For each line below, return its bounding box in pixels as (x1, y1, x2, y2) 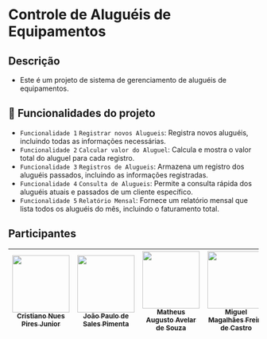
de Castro (219, 324, 253, 333)
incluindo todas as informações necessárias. (19, 136, 167, 146)
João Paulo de (83, 312, 130, 321)
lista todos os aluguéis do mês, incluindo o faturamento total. (19, 204, 220, 213)
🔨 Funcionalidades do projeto (8, 107, 156, 120)
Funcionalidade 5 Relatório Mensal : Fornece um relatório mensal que (19, 195, 249, 205)
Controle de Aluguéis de (8, 6, 172, 24)
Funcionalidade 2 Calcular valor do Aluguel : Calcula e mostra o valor (19, 145, 252, 154)
